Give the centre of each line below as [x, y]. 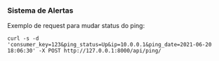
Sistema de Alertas [40, 11]
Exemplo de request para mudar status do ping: [76, 26]
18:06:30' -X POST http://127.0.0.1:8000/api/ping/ [84, 51]
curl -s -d [23, 39]
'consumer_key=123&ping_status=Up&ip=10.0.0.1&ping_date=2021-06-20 [109, 45]
